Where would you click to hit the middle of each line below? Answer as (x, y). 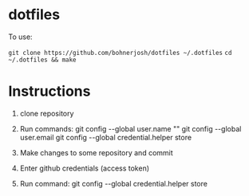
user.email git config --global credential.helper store (106, 137)
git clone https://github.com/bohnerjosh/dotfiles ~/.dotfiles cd (120, 53)
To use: (21, 37)
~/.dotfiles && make (43, 60)
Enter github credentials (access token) (85, 168)
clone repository (47, 113)
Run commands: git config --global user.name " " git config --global (130, 128)
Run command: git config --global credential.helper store (113, 183)
